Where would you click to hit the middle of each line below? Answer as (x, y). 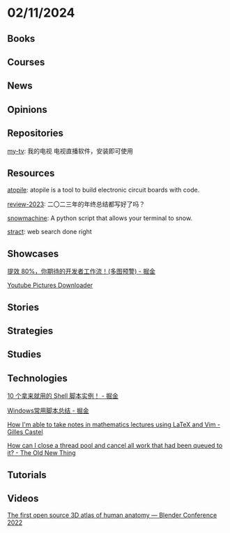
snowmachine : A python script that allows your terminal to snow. (100, 218)
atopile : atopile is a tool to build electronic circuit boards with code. (103, 190)
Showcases (33, 253)
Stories (23, 307)
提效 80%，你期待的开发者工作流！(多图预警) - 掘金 (81, 271)
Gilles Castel (25, 432)
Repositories (36, 133)
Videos (23, 499)
